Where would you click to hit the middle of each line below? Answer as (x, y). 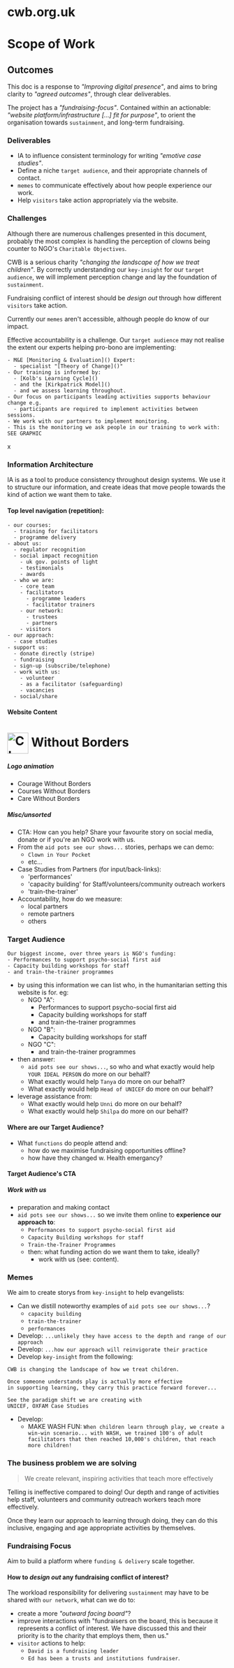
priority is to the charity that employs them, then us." (93, 1636)
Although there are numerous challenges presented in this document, (107, 233)
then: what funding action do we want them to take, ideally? (114, 1252)
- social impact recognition (56, 556)
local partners (48, 906)
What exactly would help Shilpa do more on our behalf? (108, 1111)
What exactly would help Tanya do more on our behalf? (106, 1082)
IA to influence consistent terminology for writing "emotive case (109, 156)
